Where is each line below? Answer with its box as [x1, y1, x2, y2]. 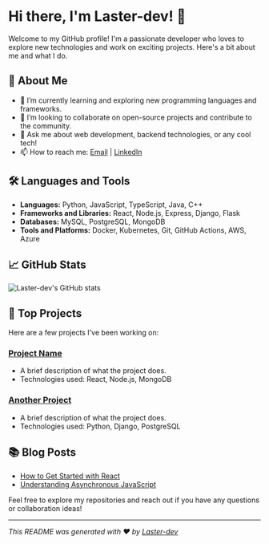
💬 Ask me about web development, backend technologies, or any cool [19, 129, 251, 139]
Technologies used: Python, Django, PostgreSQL [19, 421, 182, 431]
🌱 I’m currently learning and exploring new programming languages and [19, 95, 257, 105]
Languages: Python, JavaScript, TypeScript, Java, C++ [19, 200, 203, 209]
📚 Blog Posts [8, 445, 77, 460]
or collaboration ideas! [8, 503, 82, 513]
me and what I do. [8, 51, 68, 60]
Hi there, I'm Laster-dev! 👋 [8, 7, 187, 26]
